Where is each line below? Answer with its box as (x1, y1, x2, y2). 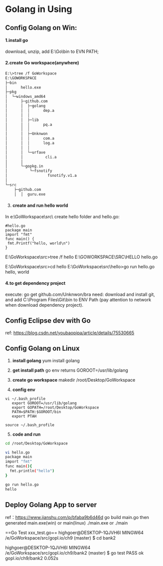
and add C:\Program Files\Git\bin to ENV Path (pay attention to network (5, 297, 152, 303)
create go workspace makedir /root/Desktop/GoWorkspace (12, 377, 136, 383)
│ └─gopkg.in (5, 164, 43, 169)
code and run (12, 431, 41, 437)
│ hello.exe (5, 85, 41, 90)
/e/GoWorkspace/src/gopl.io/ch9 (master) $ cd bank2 (5, 535, 116, 541)
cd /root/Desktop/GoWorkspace (5, 441, 68, 446)
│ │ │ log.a (5, 141, 55, 146)
